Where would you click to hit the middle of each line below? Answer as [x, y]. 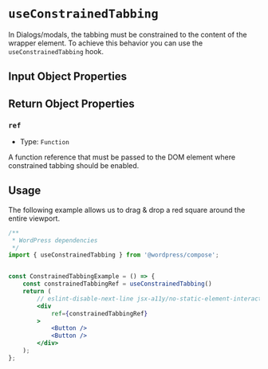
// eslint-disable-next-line [85, 298]
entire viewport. [34, 218]
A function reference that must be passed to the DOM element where [122, 157]
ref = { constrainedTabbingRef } [99, 313]
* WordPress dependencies [55, 240]
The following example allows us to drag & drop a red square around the [127, 210]
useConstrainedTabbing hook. [56, 51]
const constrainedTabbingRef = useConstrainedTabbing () [118, 284]
